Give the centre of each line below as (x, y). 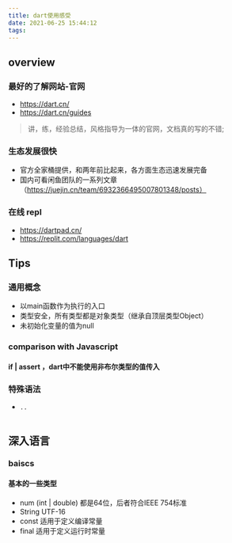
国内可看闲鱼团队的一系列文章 (68, 180)
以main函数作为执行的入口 (62, 306)
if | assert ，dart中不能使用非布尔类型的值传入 (84, 366)
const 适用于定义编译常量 (61, 521)
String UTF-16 (42, 511)
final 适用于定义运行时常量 (62, 530)
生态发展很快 (33, 151)
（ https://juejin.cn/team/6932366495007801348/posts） (113, 190)
